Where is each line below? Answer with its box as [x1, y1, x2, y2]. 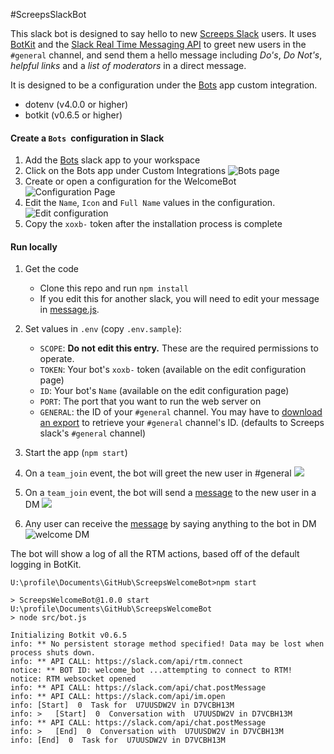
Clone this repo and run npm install [39, 282, 189, 294]
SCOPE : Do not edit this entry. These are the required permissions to [39, 342, 319, 354]
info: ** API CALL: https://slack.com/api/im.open [10, 692, 226, 702]
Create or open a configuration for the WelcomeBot [24, 175, 237, 188]
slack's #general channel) [39, 427, 147, 439]
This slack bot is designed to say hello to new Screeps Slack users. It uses [10, 28, 317, 39]
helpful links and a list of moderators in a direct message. [10, 60, 247, 71]
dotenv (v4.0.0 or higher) [24, 99, 129, 110]
